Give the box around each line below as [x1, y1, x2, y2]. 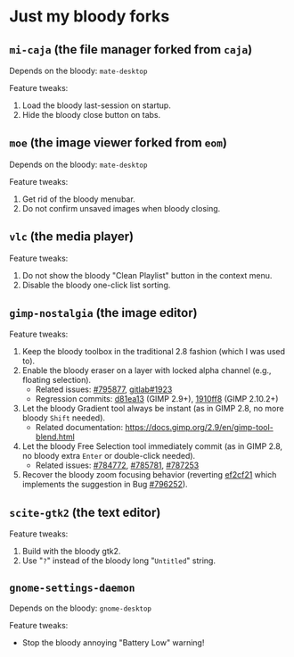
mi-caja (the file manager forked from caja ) [9, 42, 253, 57]
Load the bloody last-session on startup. [21, 100, 171, 111]
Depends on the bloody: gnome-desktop [9, 603, 152, 613]
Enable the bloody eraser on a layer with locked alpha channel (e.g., [21, 365, 272, 376]
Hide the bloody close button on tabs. [21, 110, 161, 120]
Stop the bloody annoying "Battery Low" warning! [21, 637, 205, 648]
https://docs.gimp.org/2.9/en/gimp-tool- [125, 422, 274, 433]
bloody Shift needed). [21, 412, 105, 423]
